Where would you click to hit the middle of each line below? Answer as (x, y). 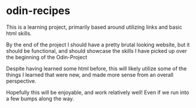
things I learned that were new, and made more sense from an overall (90, 75)
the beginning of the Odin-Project (47, 57)
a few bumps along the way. (40, 99)
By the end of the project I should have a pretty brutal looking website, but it (98, 45)
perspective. (21, 81)
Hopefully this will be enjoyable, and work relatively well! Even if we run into (98, 92)
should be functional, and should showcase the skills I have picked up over (97, 50)
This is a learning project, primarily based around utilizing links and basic (94, 27)
